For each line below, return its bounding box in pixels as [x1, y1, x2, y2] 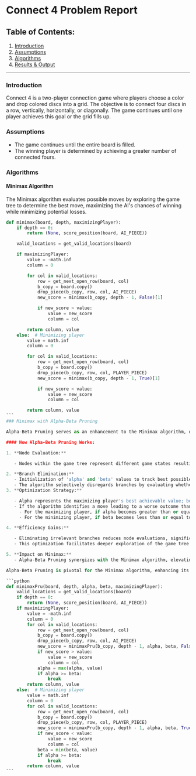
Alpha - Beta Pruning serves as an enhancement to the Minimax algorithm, [6, 429, 187, 435]
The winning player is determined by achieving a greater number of [14, 147, 177, 154]
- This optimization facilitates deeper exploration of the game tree [13, 541, 190, 547]
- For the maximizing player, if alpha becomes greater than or [19, 509, 179, 515]
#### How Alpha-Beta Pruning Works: [6, 439, 95, 445]
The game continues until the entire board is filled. [14, 141, 136, 148]
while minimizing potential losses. [6, 208, 87, 215]
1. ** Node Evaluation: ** [6, 450, 66, 456]
